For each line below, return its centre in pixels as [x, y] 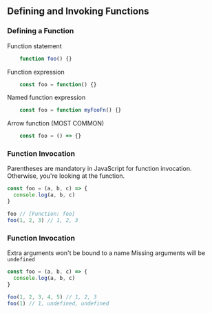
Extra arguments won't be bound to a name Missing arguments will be [106, 253]
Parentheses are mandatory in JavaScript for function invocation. [99, 169]
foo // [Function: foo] [41, 214]
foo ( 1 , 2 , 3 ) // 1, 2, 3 [43, 220]
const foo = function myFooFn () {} [71, 110]
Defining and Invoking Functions [78, 11]
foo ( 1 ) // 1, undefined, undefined [58, 303]
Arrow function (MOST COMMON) [56, 123]
